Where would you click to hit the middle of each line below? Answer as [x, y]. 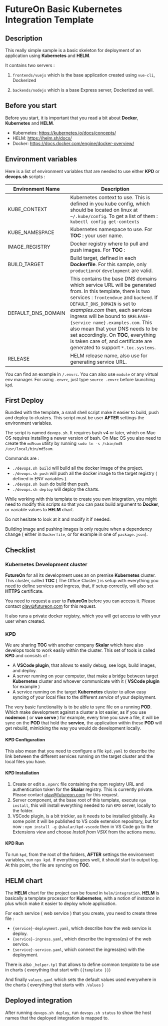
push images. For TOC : [98, 250]
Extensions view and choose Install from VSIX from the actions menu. [84, 832]
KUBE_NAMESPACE [31, 232]
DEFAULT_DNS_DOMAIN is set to [103, 304]
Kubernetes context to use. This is [110, 197]
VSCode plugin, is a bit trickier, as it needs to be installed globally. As [83, 816]
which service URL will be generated [113, 285]
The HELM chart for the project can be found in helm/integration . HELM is [82, 893]
